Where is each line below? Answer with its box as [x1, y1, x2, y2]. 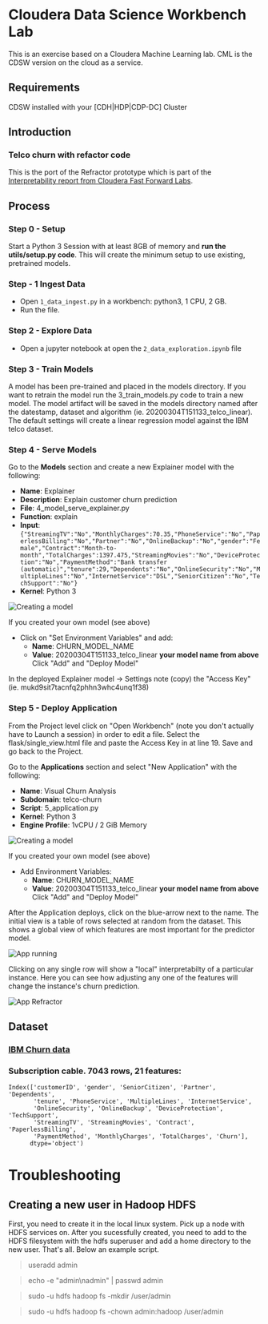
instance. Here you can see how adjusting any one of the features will [8, 972, 238, 982]
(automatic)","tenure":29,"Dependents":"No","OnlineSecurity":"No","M [19, 565, 261, 573]
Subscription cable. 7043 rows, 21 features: [8, 1065, 182, 1077]
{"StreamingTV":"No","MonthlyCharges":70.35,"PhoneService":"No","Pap [19, 530, 261, 538]
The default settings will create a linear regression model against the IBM [8, 416, 250, 425]
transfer [138, 558, 168, 566]
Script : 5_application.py [19, 803, 98, 812]
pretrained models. [8, 259, 71, 268]
